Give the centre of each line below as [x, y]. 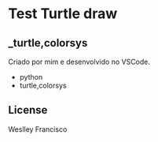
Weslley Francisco [38, 129]
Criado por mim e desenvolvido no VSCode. [79, 62]
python [31, 77]
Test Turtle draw [63, 14]
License [28, 110]
